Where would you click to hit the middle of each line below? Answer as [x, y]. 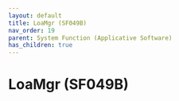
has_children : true [41, 45]
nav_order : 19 [32, 30]
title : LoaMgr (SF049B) [48, 23]
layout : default [35, 16]
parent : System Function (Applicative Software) [90, 38]
